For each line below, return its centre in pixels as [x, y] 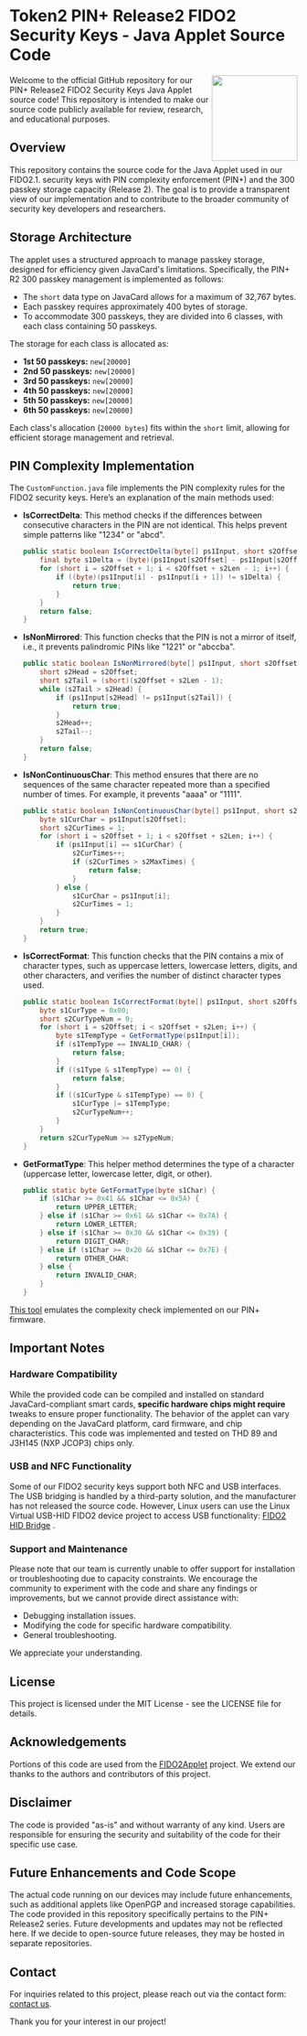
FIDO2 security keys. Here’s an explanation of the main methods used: [142, 498]
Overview [38, 148]
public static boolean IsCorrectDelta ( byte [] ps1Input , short [143, 552]
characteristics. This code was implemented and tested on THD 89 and [143, 1433]
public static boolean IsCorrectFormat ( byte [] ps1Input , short [146, 1002]
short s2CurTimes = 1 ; [83, 828]
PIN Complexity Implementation [102, 466]
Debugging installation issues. [79, 1616]
